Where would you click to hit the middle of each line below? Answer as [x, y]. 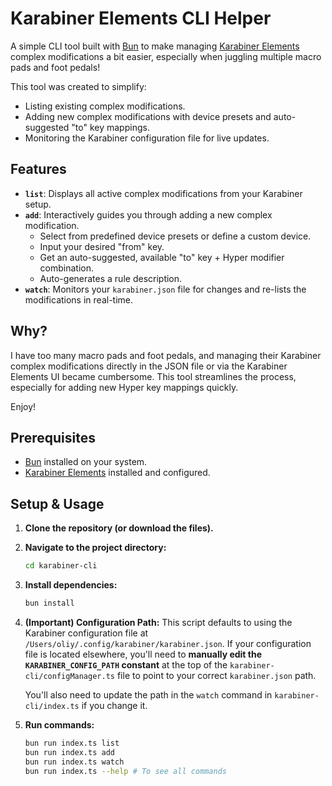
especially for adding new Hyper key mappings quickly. [124, 387]
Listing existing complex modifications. [105, 106]
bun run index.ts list [72, 743]
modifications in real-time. [79, 299]
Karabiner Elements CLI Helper [141, 18]
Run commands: [59, 724]
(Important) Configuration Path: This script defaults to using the [158, 622]
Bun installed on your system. [86, 462]
